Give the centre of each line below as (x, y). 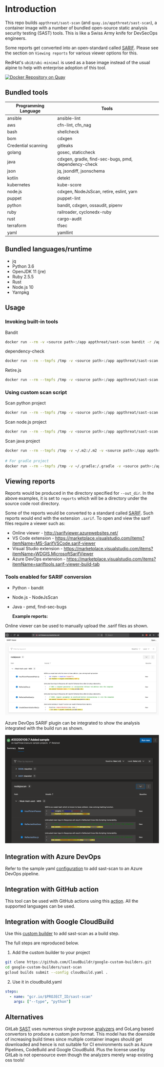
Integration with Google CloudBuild (60, 922)
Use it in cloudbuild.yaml (37, 982)
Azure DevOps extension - (39, 559)
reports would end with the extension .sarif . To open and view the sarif (78, 518)
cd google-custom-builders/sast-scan (43, 967)
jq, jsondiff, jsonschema (81, 171)
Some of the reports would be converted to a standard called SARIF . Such (79, 513)
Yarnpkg (20, 292)
